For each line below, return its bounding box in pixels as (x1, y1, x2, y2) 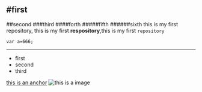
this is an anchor (6, 79, 47, 86)
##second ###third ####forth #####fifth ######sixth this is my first (6, 20, 179, 27)
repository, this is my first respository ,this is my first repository (6, 27, 165, 34)
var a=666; (6, 38, 34, 44)
